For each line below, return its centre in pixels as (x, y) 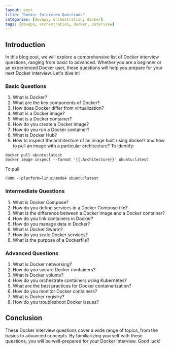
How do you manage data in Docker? (51, 224)
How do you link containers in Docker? (53, 218)
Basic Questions (26, 86)
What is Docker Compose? (40, 202)
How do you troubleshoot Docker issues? (56, 302)
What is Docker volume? (38, 275)
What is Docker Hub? (35, 135)
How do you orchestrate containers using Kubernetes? (70, 280)
